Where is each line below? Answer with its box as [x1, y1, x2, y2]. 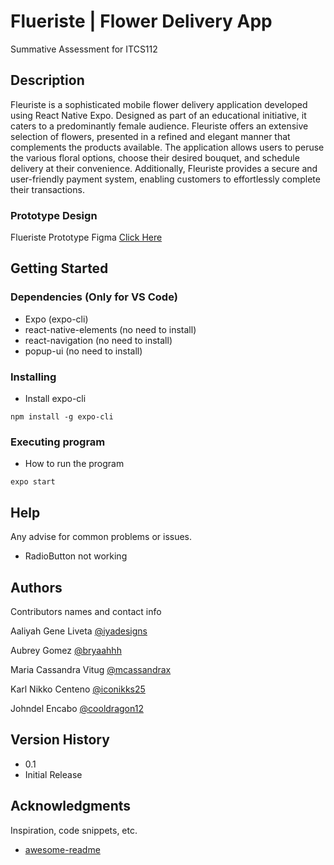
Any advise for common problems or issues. [10, 531, 193, 543]
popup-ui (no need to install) [24, 345, 143, 357]
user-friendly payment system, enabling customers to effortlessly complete [10, 173, 321, 185]
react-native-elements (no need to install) [24, 323, 197, 335]
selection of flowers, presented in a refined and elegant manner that [10, 130, 291, 142]
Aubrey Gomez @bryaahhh [10, 644, 122, 656]
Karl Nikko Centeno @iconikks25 [10, 683, 146, 695]
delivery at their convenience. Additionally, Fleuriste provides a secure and [10, 162, 318, 174]
